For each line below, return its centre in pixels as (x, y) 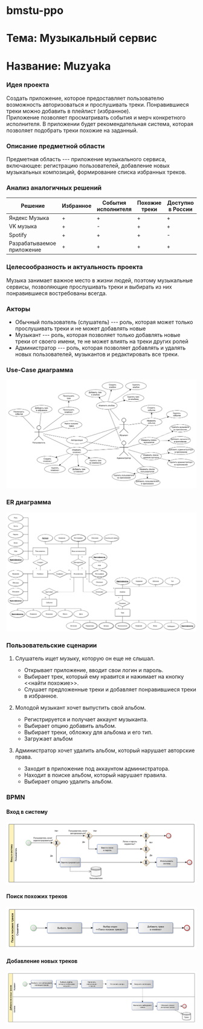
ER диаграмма (29, 502)
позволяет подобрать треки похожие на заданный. (72, 130)
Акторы (18, 308)
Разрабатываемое (32, 243)
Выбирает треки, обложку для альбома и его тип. (88, 732)
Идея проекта (28, 85)
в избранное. (41, 696)
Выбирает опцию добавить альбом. (70, 726)
